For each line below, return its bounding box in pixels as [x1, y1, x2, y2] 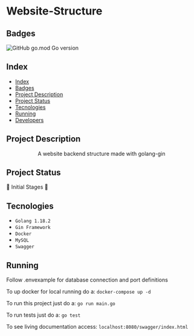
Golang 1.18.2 [15, 218, 51, 224]
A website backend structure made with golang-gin [37, 150, 166, 157]
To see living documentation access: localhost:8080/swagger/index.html [6, 323, 189, 331]
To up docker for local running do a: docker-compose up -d [6, 288, 151, 296]
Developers [15, 116, 44, 123]
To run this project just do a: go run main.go [6, 300, 116, 307]
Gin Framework [15, 225, 51, 231]
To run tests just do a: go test [6, 311, 81, 318]
